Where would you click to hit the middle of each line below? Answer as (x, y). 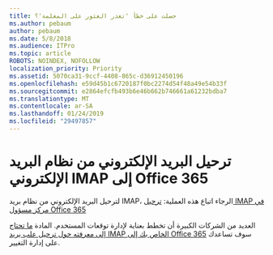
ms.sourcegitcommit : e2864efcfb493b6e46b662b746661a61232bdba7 (118, 91)
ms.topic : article (40, 53)
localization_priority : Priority (66, 69)
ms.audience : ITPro (42, 46)
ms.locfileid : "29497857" (53, 121)
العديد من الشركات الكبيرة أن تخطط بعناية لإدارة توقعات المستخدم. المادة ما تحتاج (132, 225)
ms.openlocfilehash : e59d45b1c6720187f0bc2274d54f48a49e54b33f (118, 83)
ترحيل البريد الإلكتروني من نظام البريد (120, 161)
